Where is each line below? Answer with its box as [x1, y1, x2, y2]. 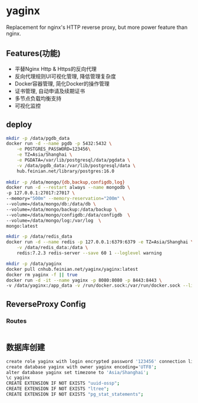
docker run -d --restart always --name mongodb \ [6, 185, 131, 191]
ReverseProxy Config [6, 299, 87, 309]
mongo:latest [6, 223, 38, 229]
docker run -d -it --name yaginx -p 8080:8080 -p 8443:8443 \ [6, 277, 162, 283]
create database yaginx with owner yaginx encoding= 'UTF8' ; [6, 364, 157, 370]
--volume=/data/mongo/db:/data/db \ [6, 201, 96, 207]
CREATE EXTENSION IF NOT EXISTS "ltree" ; [6, 386, 110, 392]
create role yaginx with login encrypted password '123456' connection [6, 358, 186, 364]
